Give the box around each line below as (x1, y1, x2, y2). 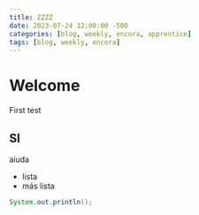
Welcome (9, 76, 80, 96)
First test (9, 105, 42, 116)
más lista (21, 180, 55, 191)
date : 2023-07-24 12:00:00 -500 (9, 21, 128, 30)
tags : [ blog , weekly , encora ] (9, 37, 121, 47)
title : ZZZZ (9, 12, 53, 22)
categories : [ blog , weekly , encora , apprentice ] (9, 29, 192, 38)
